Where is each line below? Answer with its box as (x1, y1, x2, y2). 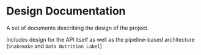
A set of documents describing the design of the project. (6, 24, 149, 31)
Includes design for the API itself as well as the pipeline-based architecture (6, 36, 196, 43)
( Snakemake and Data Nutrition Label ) (6, 42, 103, 50)
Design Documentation (6, 4, 126, 18)
